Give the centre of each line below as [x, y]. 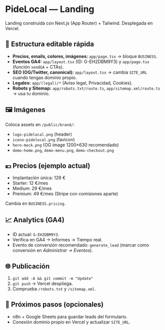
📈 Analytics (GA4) [35, 220]
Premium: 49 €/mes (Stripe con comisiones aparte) [65, 194]
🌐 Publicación [27, 266]
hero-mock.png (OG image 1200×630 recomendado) [65, 145]
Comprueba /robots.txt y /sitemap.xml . [54, 289]
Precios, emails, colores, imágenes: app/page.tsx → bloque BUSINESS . [85, 56]
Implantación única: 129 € [39, 178]
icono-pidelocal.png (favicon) [43, 139]
